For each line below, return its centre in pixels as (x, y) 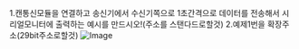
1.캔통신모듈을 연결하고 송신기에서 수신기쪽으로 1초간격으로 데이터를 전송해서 (145, 13)
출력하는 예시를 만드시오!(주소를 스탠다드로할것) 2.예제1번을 (160, 24)
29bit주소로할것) (49, 35)
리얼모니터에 (32, 24)
